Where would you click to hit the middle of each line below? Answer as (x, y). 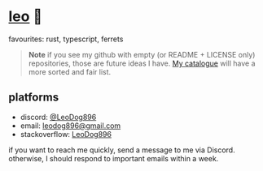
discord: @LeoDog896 (58, 117)
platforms (34, 98)
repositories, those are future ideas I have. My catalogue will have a (142, 63)
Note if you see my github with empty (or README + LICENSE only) (142, 54)
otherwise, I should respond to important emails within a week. (114, 158)
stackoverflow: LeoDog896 (66, 134)
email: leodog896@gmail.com (70, 126)
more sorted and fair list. (70, 71)
